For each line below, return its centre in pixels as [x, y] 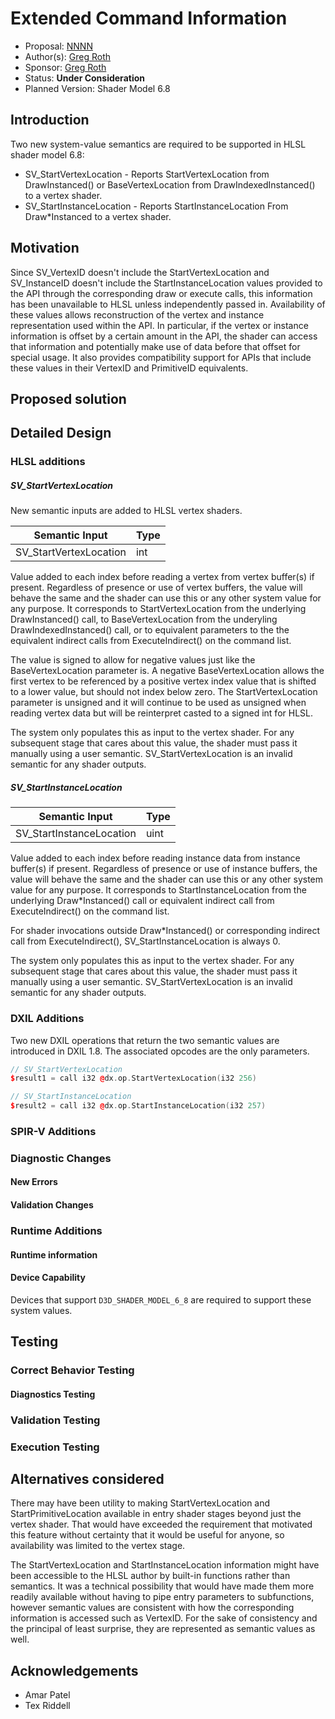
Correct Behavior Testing [72, 1370]
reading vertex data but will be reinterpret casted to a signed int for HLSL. [161, 713]
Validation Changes [52, 1205]
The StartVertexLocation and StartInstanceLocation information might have [165, 1565]
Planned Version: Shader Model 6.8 [97, 88]
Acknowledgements [74, 1670]
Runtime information [54, 1254]
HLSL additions [48, 462]
